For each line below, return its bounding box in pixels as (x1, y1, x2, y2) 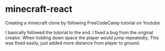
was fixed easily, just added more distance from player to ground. (5, 40, 140, 46)
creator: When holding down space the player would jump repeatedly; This (5, 35, 159, 41)
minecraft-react (5, 3, 72, 15)
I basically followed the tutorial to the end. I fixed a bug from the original (5, 29, 153, 35)
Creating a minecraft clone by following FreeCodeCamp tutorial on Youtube (5, 20, 160, 26)
